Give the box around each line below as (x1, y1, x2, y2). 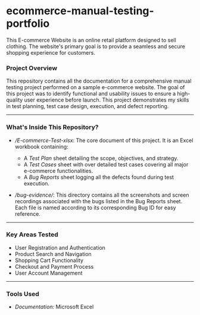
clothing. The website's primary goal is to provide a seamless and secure (6, 43, 186, 50)
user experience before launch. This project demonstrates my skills (24, 96, 189, 103)
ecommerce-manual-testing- (6, 4, 155, 18)
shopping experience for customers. (6, 49, 95, 56)
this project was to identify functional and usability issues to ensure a (6, 90, 176, 97)
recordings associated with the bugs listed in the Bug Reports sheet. (14, 197, 183, 204)
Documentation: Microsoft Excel (14, 303, 94, 310)
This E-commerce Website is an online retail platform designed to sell (6, 36, 177, 43)
